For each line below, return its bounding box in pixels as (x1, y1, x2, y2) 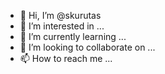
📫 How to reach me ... (19, 53, 113, 64)
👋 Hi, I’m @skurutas (19, 10, 102, 21)
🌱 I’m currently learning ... (19, 31, 127, 42)
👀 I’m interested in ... (19, 20, 105, 32)
